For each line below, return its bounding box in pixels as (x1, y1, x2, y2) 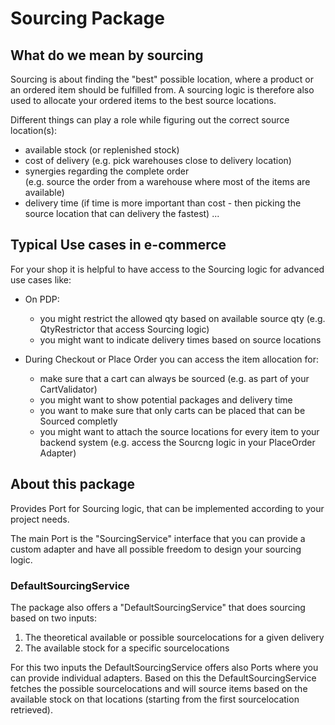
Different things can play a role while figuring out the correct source (10, 114, 290, 126)
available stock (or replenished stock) (24, 144, 180, 156)
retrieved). (10, 703, 53, 716)
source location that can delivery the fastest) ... (24, 208, 220, 219)
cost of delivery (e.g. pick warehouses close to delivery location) (24, 155, 292, 166)
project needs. (10, 513, 70, 525)
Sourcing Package (10, 7, 165, 30)
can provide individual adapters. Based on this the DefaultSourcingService (10, 672, 317, 684)
